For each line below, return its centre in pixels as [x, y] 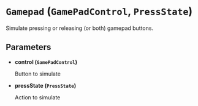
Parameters [29, 47]
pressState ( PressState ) [45, 85]
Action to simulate [37, 97]
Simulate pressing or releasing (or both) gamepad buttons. [80, 28]
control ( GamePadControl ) [46, 62]
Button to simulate [37, 74]
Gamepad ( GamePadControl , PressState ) [99, 11]
